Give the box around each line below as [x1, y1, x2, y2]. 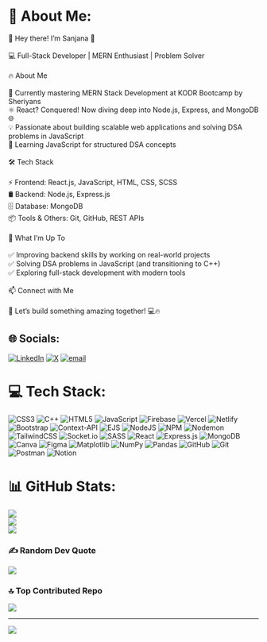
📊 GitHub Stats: [8, 477, 117, 495]
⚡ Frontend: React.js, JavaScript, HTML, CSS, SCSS [8, 177, 177, 187]
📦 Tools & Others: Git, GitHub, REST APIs [8, 213, 145, 222]
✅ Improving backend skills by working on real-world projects [8, 249, 211, 259]
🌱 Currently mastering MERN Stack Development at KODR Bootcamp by [8, 87, 243, 98]
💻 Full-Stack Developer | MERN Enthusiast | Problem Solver [8, 51, 205, 60]
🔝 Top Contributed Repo [8, 585, 103, 596]
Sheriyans [8, 96, 41, 106]
